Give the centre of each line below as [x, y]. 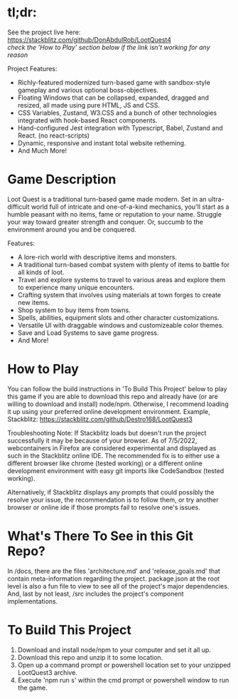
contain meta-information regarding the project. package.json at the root [114, 579]
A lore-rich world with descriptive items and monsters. [97, 257]
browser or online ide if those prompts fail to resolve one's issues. [104, 507]
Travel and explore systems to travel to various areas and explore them [121, 279]
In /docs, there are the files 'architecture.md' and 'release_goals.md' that [114, 571]
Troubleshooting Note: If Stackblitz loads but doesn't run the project [107, 433]
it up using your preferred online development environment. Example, [109, 411]
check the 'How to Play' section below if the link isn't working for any [109, 47]
